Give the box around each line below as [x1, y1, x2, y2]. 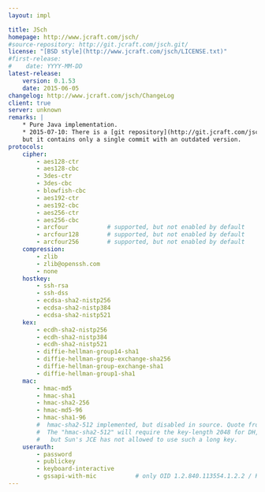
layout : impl [8, 11, 51, 20]
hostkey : [22, 275, 51, 283]
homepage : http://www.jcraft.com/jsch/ [8, 33, 140, 41]
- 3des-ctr [36, 172, 73, 180]
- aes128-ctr [36, 157, 80, 165]
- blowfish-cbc [36, 187, 87, 194]
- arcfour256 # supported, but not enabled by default [36, 238, 245, 246]
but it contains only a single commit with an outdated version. [22, 135, 242, 143]
